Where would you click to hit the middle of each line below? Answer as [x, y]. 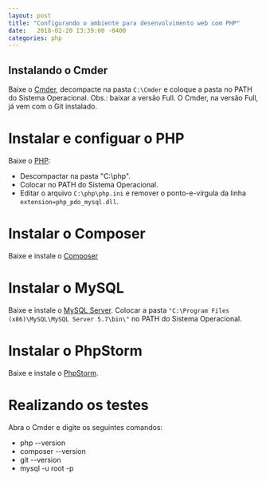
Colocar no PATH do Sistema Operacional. [89, 185]
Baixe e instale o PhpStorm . [53, 373]
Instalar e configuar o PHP [96, 138]
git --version [40, 459]
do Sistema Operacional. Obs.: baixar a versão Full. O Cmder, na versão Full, [133, 98]
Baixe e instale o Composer [53, 255]
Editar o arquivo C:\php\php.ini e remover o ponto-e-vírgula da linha [133, 193]
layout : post [30, 16]
